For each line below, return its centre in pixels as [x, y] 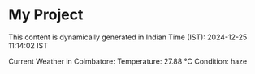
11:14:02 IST [28, 45]
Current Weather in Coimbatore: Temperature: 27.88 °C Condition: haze [128, 61]
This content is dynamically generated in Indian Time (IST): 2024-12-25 [128, 37]
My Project [46, 15]
